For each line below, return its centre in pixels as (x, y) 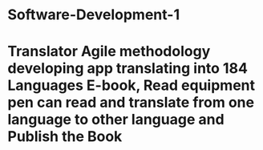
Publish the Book (65, 137)
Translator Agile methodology (109, 52)
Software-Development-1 (94, 15)
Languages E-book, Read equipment (131, 85)
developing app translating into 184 (127, 69)
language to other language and (116, 120)
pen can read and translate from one (131, 103)
